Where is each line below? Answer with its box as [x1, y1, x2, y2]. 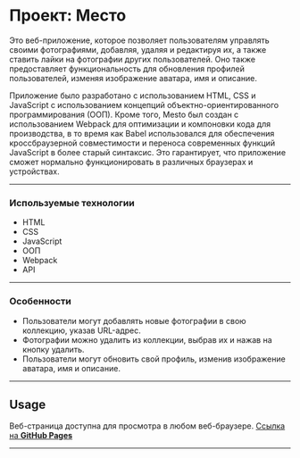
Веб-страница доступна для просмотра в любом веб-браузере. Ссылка [9, 421, 286, 431]
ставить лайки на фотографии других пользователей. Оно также [9, 54, 256, 64]
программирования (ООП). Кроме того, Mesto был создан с [9, 109, 239, 120]
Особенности [9, 296, 71, 308]
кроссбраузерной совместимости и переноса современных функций [9, 137, 275, 148]
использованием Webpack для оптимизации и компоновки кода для [9, 118, 271, 129]
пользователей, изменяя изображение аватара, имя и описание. [9, 72, 257, 83]
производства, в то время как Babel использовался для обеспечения [9, 128, 275, 138]
